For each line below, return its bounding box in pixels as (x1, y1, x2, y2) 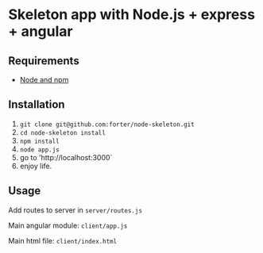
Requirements (8, 54, 79, 67)
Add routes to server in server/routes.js (8, 205, 143, 215)
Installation (8, 98, 65, 112)
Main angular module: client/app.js (8, 220, 128, 230)
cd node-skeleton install (19, 128, 106, 136)
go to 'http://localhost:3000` (19, 152, 113, 162)
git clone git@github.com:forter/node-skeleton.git (19, 121, 195, 128)
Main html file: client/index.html (8, 236, 118, 245)
